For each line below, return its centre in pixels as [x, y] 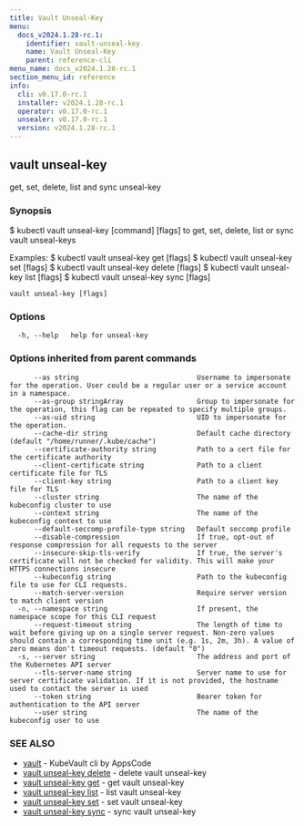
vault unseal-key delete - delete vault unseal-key [115, 773]
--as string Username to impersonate [162, 377]
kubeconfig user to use [55, 720]
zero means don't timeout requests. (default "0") [107, 648]
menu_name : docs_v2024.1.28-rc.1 [73, 69]
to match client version [56, 601]
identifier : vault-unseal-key [83, 43]
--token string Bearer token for [147, 697]
